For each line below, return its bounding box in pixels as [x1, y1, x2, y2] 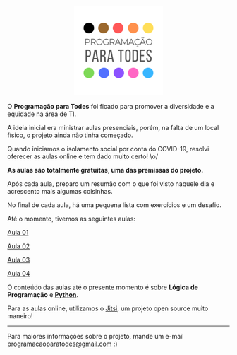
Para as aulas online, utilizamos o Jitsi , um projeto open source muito [7, 304, 209, 313]
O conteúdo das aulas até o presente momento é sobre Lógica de [7, 283, 199, 291]
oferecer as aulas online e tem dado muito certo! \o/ [7, 152, 159, 161]
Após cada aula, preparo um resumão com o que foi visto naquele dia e [7, 179, 215, 188]
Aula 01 [7, 228, 29, 236]
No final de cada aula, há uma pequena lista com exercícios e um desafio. [7, 200, 222, 209]
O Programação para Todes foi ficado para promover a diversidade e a [7, 102, 214, 110]
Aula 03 [7, 255, 30, 264]
